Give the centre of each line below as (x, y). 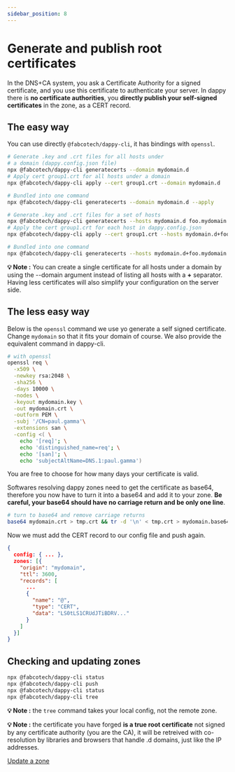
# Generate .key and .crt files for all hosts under (86, 157)
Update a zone (29, 761)
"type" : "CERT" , (56, 607)
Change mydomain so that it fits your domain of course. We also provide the (114, 336)
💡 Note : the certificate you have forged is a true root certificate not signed (116, 724)
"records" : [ (39, 581)
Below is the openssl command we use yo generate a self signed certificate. (117, 329)
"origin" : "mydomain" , (53, 568)
